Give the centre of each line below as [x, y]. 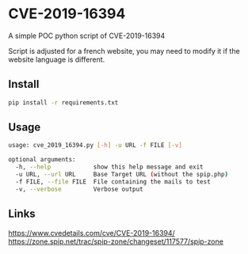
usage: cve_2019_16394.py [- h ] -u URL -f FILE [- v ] [95, 146]
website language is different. [57, 59]
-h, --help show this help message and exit [109, 167]
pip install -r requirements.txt [63, 102]
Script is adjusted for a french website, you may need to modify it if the [124, 51]
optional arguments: [42, 160]
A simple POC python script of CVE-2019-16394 [87, 36]
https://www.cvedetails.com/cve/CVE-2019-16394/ [92, 233]
